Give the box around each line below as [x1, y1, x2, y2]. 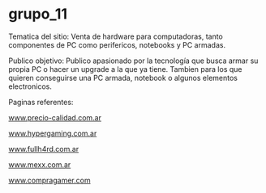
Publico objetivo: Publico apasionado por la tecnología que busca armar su [8, 56, 259, 65]
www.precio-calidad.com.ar [8, 112, 102, 122]
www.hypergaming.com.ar [8, 128, 97, 138]
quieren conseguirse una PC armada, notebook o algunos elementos [8, 73, 238, 82]
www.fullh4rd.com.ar [8, 144, 79, 153]
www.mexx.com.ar [8, 159, 71, 170]
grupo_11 [8, 5, 67, 23]
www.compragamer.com [8, 175, 91, 185]
